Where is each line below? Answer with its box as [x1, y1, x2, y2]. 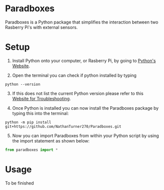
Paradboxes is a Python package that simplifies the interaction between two [5, 19, 159, 25]
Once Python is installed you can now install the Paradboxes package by [12, 105, 159, 111]
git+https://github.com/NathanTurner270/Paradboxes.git [5, 124, 121, 129]
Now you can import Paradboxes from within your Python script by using [12, 133, 159, 139]
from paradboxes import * [5, 147, 58, 152]
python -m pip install [5, 119, 51, 125]
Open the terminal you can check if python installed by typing [12, 72, 137, 78]
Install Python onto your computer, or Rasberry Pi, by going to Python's [12, 57, 156, 64]
